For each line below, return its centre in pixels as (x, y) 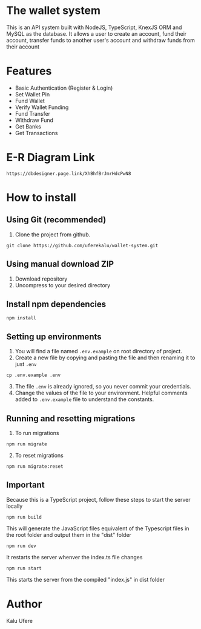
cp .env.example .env (34, 375)
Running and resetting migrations (71, 418)
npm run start (24, 568)
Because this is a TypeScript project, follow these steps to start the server (98, 499)
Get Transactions (36, 133)
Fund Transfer (32, 113)
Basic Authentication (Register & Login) (64, 88)
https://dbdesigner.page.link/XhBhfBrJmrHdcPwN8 (69, 173)
